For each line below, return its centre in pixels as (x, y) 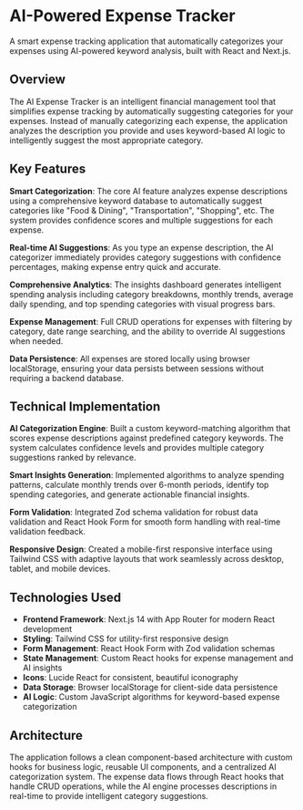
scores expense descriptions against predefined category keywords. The (146, 438)
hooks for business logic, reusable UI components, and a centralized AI (143, 767)
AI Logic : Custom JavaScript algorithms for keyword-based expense (151, 697)
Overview (38, 80)
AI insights (42, 668)
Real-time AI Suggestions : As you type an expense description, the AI (141, 247)
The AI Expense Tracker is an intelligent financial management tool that (142, 101)
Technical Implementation (85, 406)
